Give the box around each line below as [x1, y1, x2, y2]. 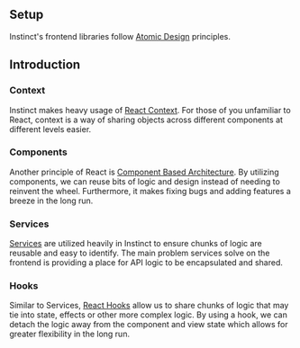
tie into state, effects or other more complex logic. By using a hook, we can [9, 309, 288, 320]
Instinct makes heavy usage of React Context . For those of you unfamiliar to [9, 104, 291, 115]
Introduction [9, 58, 81, 73]
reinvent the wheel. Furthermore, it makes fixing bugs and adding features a [9, 185, 291, 196]
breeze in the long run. [9, 195, 94, 206]
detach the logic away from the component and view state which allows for [9, 319, 288, 330]
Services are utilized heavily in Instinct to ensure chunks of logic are [9, 238, 263, 249]
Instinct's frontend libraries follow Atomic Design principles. [9, 31, 232, 41]
